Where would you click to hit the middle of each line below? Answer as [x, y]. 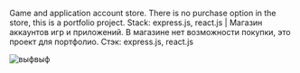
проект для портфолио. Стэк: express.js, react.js [102, 41]
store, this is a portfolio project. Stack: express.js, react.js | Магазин [136, 23]
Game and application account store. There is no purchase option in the [143, 13]
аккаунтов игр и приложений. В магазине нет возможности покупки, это [150, 32]
